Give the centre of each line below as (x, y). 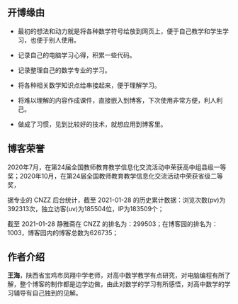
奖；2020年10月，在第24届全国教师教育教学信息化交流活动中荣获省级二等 (115, 176)
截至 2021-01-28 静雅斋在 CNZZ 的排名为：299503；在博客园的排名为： (113, 224)
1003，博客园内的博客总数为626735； (63, 232)
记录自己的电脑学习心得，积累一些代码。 (76, 55)
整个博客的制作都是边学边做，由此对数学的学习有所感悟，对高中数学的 (122, 284)
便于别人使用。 (58, 40)
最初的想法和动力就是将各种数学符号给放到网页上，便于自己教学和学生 (120, 31)
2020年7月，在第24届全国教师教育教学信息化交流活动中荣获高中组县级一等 (117, 167)
